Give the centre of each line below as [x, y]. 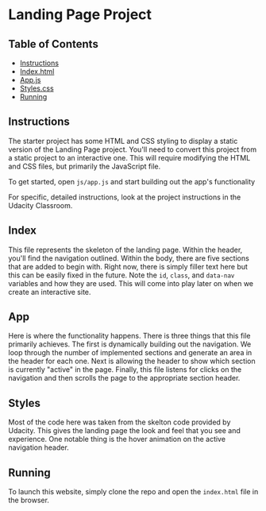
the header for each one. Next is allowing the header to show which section [132, 361]
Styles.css [37, 88]
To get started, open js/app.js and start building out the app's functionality [132, 181]
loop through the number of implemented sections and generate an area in [130, 353]
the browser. [29, 500]
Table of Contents [54, 44]
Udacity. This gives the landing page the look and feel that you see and [124, 431]
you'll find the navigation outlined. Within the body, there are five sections [129, 258]
